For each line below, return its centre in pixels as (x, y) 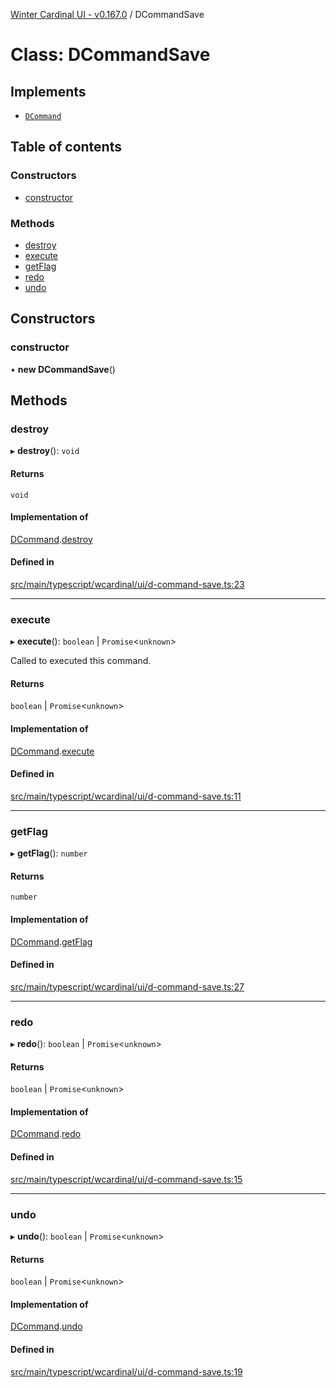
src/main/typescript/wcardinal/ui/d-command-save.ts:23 (127, 584)
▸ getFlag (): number (49, 853)
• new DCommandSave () (63, 369)
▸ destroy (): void (45, 451)
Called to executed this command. (81, 661)
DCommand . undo (46, 1326)
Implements (48, 91)
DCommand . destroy (51, 539)
